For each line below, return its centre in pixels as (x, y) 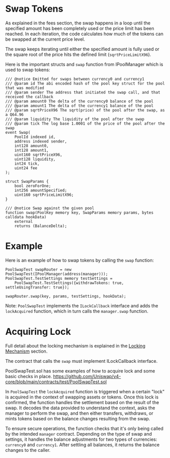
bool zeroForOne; (33, 186)
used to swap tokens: (28, 70)
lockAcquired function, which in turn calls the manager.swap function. (77, 311)
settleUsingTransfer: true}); (37, 287)
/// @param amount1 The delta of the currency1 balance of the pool (79, 106)
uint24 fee (26, 168)
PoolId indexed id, (35, 137)
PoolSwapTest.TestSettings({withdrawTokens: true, (69, 283)
